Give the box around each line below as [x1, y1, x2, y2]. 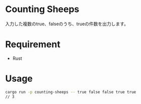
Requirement [5, 39, 60, 50]
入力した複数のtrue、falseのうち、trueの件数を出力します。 [5, 21, 128, 27]
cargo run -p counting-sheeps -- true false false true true [5, 89, 136, 94]
